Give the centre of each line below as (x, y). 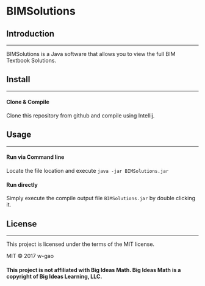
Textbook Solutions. (31, 60)
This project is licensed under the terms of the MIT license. (80, 244)
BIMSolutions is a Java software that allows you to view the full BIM (91, 54)
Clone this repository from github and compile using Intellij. (81, 116)
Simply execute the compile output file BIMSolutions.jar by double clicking (101, 198)
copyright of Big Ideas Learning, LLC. (54, 276)
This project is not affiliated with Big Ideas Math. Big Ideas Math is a (94, 270)
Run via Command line (35, 157)
